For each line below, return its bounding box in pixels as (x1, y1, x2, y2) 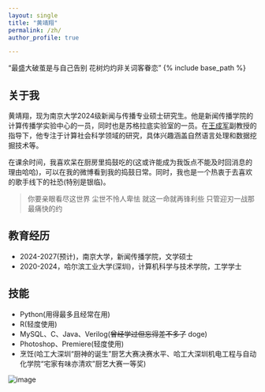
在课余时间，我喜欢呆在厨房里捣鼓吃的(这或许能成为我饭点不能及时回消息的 (8, 157, 253, 167)
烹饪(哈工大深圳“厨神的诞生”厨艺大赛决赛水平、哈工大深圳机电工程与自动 (19, 349, 257, 358)
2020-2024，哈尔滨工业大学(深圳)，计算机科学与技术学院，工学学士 (19, 262, 242, 271)
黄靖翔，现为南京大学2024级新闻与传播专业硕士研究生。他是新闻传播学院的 (8, 111, 254, 121)
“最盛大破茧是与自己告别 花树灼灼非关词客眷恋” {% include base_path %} (8, 63, 246, 73)
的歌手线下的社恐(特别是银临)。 (8, 177, 110, 187)
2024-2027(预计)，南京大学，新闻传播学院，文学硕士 (19, 251, 193, 261)
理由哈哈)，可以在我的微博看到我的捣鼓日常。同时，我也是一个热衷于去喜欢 (8, 168, 253, 177)
